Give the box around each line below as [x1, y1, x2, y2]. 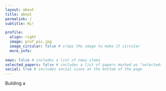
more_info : [9, 48, 32, 53]
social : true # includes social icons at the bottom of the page [5, 67, 142, 72]
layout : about [5, 7, 35, 12]
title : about [5, 12, 32, 17]
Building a [5, 80, 26, 87]
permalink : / [5, 16, 32, 21]
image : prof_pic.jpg [9, 39, 52, 45]
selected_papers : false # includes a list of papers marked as [5, 62, 138, 67]
